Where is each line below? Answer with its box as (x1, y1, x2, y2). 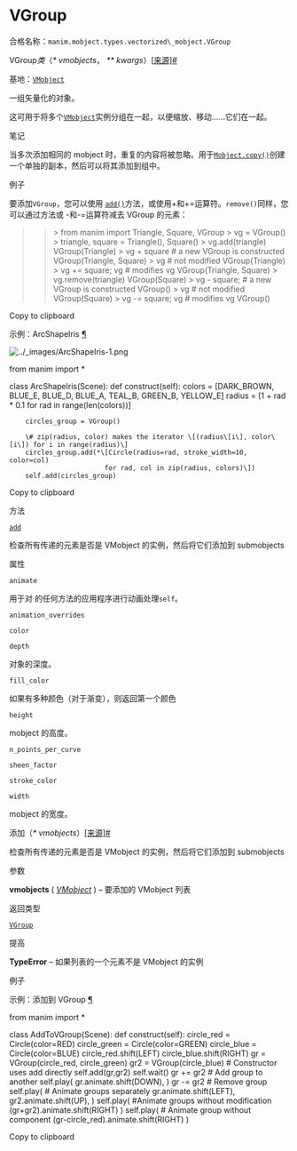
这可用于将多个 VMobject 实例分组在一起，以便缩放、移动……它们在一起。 (9, 111, 272, 122)
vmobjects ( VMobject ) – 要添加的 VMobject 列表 (9, 883, 191, 894)
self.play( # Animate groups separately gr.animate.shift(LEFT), (9, 1085, 236, 1096)
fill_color (9, 676, 50, 685)
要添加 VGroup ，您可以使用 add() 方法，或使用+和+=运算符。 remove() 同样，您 (9, 197, 289, 209)
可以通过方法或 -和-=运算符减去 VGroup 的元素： (9, 209, 188, 220)
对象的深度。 (9, 659, 56, 669)
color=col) (9, 455, 50, 465)
